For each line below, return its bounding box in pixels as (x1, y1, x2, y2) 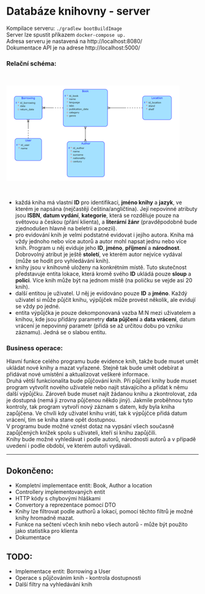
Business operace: (6, 343, 63, 352)
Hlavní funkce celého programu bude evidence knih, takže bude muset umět (6, 358, 199, 365)
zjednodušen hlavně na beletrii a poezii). (15, 225, 117, 232)
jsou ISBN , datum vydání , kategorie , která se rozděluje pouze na (15, 212, 179, 219)
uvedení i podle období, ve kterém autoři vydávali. (6, 442, 132, 450)
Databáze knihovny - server (6, 4, 151, 18)
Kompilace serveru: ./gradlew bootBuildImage (6, 24, 122, 32)
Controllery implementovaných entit (15, 488, 106, 496)
